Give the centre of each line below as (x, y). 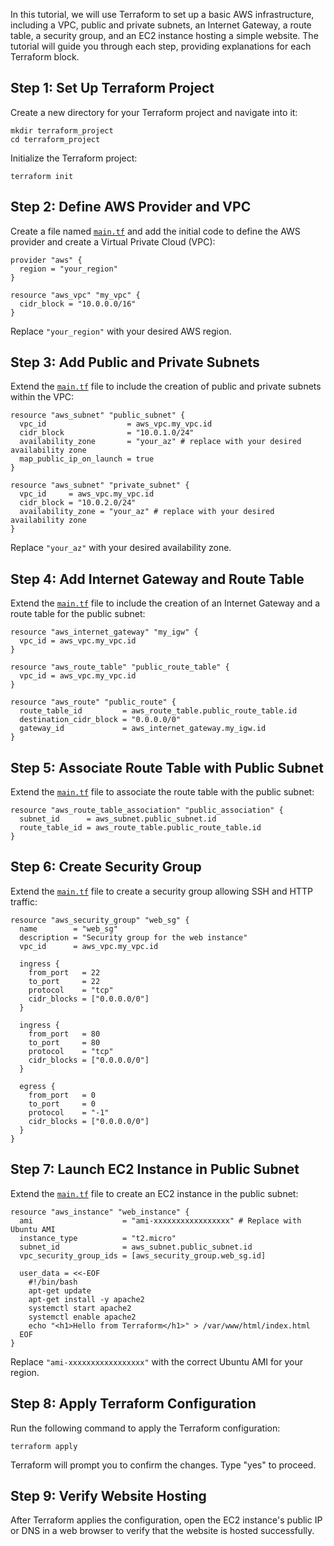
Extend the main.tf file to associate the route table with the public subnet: (162, 792)
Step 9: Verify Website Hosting (108, 1495)
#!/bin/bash (53, 1282)
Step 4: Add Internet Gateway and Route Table (157, 579)
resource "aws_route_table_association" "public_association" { (147, 810)
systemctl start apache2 (80, 1308)
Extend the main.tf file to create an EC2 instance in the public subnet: (154, 1193)
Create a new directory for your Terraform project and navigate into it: (154, 112)
